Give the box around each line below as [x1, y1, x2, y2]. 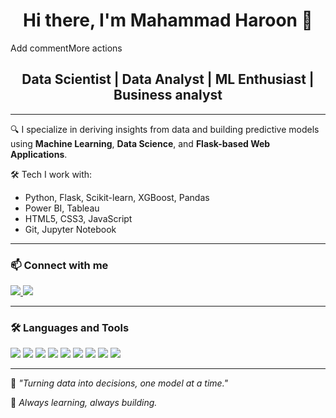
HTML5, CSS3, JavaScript [24, 212, 133, 224]
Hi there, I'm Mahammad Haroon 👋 [23, 9, 313, 32]
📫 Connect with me [10, 258, 109, 272]
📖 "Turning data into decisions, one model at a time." [10, 377, 229, 389]
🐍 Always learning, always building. [10, 397, 158, 409]
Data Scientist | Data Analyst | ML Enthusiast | [21, 71, 315, 88]
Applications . [10, 148, 68, 160]
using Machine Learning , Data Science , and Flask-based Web [10, 137, 271, 149]
